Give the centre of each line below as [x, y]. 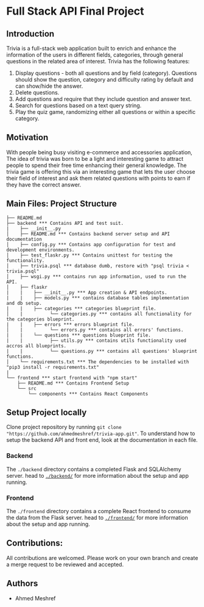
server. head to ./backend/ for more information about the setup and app [97, 475]
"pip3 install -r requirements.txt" [53, 367]
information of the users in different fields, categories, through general [95, 55]
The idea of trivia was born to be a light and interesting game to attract [95, 158]
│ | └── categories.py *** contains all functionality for [99, 314]
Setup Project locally [47, 413]
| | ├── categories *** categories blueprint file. [81, 308]
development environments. [40, 250]
